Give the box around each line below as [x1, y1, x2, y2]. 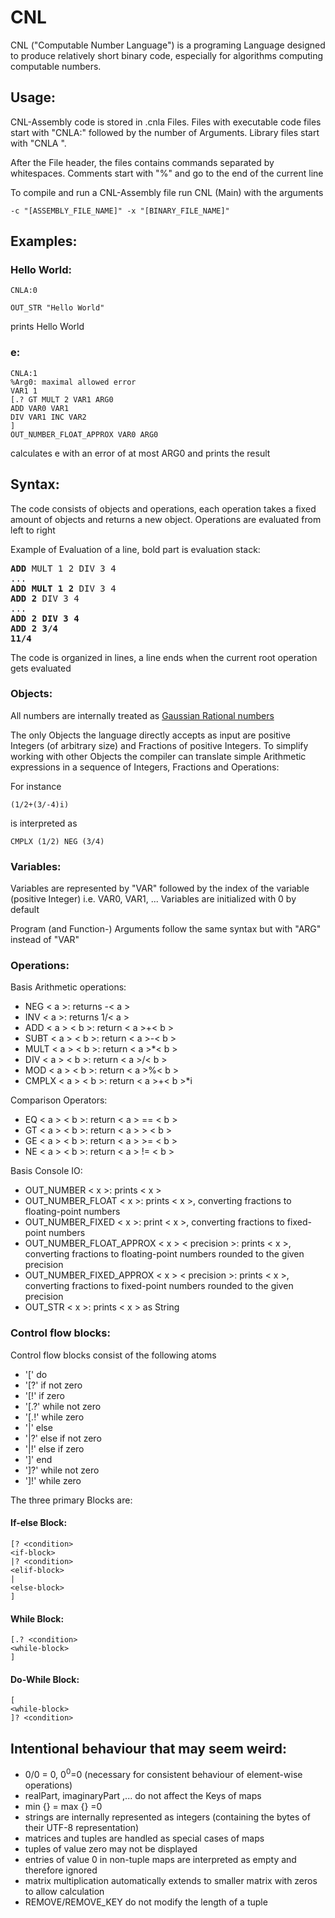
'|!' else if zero [24, 1442, 85, 1455]
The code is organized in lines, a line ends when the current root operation [10, 651, 318, 663]
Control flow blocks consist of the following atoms [10, 1349, 217, 1361]
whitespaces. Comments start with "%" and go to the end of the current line [10, 167, 324, 179]
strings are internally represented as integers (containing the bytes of [24, 1811, 311, 1823]
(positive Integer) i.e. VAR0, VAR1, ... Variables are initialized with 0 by [10, 893, 297, 905]
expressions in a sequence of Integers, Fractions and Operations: [10, 761, 280, 773]
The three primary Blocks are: [10, 1494, 133, 1506]
